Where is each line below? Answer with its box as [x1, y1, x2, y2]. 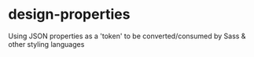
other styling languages [8, 39, 85, 48]
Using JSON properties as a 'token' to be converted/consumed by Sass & [8, 31, 246, 41]
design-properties [8, 5, 131, 23]
